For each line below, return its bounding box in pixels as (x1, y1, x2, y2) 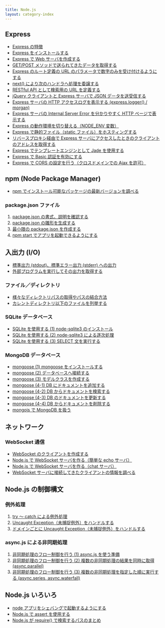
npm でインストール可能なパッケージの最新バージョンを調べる (12, 188, 139, 194)
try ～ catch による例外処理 (12, 513, 67, 519)
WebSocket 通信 (5, 439, 45, 446)
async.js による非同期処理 (5, 539, 67, 546)
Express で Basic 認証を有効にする (12, 154, 83, 160)
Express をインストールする (12, 50, 69, 56)
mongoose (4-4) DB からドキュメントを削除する (12, 401, 111, 407)
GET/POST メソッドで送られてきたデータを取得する (12, 62, 117, 68)
